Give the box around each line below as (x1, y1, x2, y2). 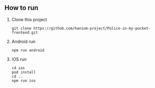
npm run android (11, 48, 45, 52)
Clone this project (11, 16, 47, 22)
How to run (4, 4, 39, 12)
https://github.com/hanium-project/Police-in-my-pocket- (33, 26, 151, 31)
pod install (11, 70, 36, 75)
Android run (11, 38, 36, 44)
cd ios (11, 65, 25, 70)
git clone (11, 26, 32, 31)
